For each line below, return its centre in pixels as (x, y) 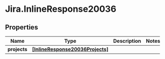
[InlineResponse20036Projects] (70, 49)
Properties (22, 27)
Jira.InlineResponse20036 (61, 9)
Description (127, 41)
